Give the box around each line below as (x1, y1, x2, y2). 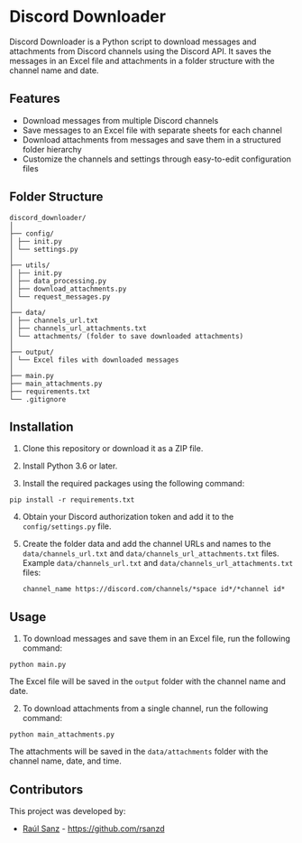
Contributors (9, 782, 84, 797)
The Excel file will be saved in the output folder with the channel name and (9, 676, 287, 687)
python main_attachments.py (9, 730, 115, 739)
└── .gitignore (9, 394, 67, 403)
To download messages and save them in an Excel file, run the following (22, 634, 291, 644)
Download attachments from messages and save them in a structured (22, 134, 281, 145)
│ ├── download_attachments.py (9, 284, 127, 293)
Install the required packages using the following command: (22, 478, 245, 489)
